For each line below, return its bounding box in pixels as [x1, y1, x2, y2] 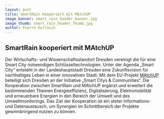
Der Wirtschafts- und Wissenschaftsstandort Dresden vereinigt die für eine [5, 56, 156, 62]
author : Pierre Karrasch [5, 25, 56, 30]
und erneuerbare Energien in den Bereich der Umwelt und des [5, 93, 130, 98]
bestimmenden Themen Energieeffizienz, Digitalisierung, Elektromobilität [5, 88, 152, 94]
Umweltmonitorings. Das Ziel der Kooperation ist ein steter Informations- [5, 98, 151, 104]
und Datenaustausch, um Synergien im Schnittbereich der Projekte [5, 103, 139, 109]
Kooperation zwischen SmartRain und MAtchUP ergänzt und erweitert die [5, 82, 153, 88]
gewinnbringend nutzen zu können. [5, 108, 77, 114]
